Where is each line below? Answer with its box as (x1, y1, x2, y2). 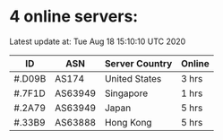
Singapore (104, 87, 149, 100)
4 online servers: (9, 6, 139, 27)
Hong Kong (104, 116, 152, 128)
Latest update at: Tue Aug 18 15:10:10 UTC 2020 (9, 36, 186, 47)
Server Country (104, 57, 173, 69)
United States (104, 72, 162, 84)
